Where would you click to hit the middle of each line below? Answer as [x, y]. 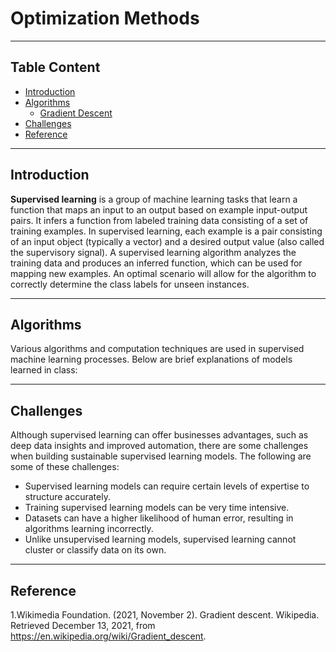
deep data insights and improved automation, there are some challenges [159, 446]
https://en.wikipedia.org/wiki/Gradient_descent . [108, 636]
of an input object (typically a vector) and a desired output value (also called [167, 241]
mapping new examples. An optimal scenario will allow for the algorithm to [163, 273]
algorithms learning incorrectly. [89, 529]
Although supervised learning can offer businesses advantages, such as [159, 435]
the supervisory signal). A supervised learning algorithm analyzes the [153, 252]
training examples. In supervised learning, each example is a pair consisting [166, 231]
